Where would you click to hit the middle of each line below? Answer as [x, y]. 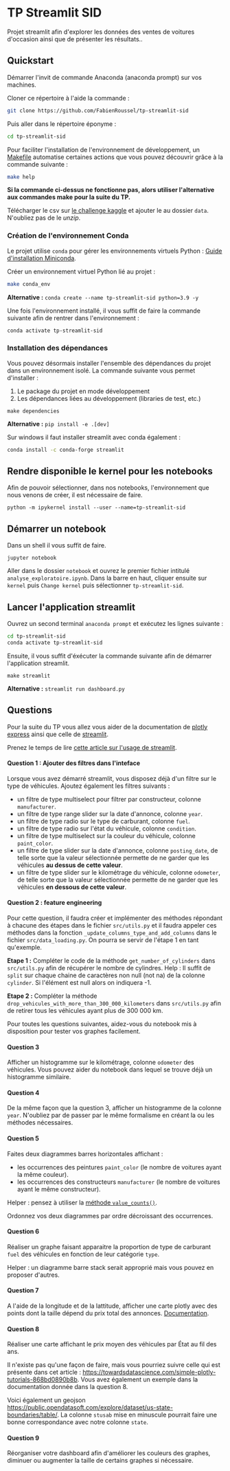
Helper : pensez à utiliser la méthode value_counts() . [82, 1202]
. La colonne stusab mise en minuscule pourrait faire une [137, 1415]
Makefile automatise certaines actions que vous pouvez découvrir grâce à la [115, 157]
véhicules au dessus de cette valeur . [70, 865]
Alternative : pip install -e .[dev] [58, 424]
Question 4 [23, 1092]
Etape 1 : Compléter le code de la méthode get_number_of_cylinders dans [111, 961]
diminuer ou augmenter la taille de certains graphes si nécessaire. [100, 1461]
